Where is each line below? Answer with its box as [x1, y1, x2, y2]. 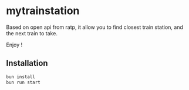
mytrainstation [6, 4, 80, 18]
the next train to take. [6, 29, 58, 36]
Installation [6, 58, 48, 68]
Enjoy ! [6, 41, 23, 48]
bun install [6, 74, 35, 80]
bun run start [6, 79, 41, 85]
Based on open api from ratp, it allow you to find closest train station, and [6, 24, 184, 31]
